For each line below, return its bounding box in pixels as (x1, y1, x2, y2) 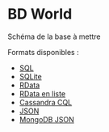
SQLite (19, 71, 42, 81)
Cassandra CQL (19, 97, 73, 107)
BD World (7, 5, 73, 23)
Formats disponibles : (7, 47, 79, 57)
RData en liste (19, 88, 66, 98)
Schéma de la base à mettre (7, 32, 101, 41)
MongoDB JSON (19, 114, 74, 124)
